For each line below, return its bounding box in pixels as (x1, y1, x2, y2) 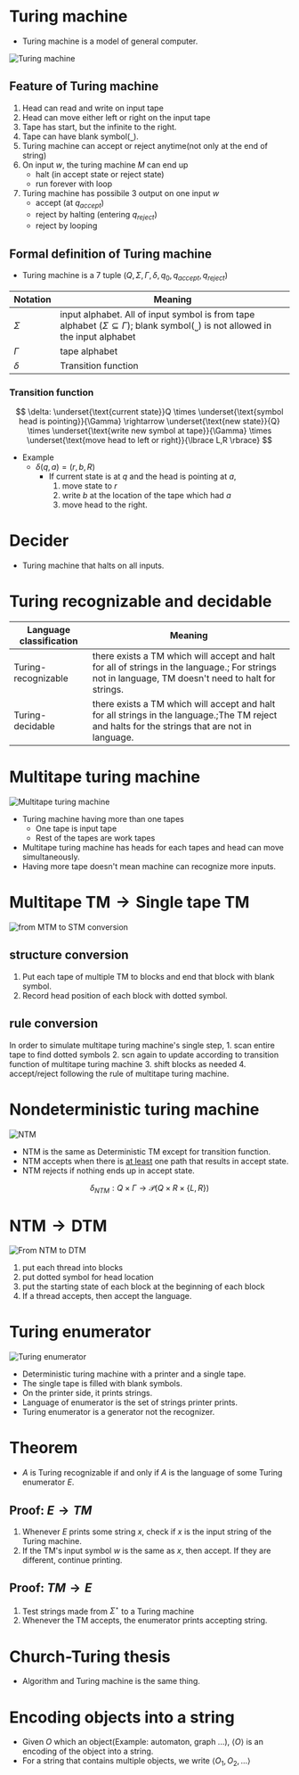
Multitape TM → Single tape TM (9, 892, 250, 913)
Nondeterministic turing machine (9, 1099, 260, 1120)
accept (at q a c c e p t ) (35, 197, 105, 210)
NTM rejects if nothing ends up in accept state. (21, 1165, 196, 1176)
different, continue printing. (21, 1554, 123, 1565)
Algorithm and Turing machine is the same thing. (21, 1676, 200, 1687)
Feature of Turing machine (9, 78, 159, 95)
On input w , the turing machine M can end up (21, 159, 189, 170)
